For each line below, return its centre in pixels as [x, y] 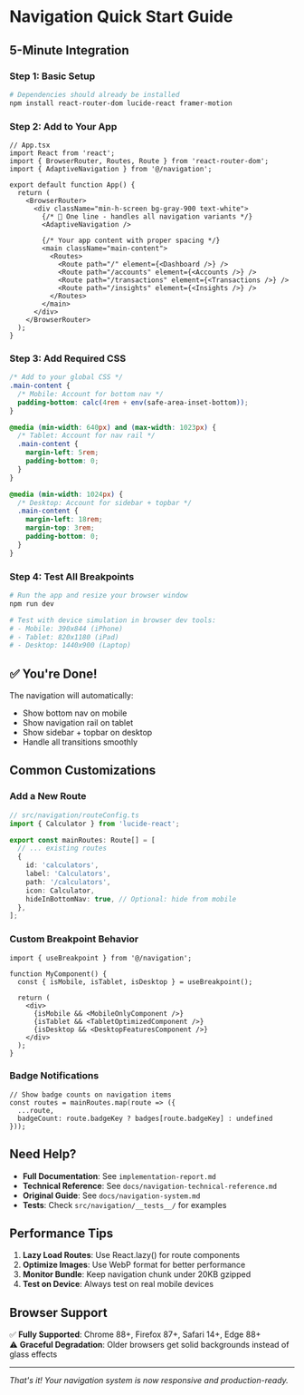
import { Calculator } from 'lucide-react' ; [95, 824]
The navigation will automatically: [71, 696]
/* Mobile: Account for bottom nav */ [91, 394]
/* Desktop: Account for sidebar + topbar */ [105, 502]
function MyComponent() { [58, 974]
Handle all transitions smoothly [80, 742]
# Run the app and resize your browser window [99, 596]
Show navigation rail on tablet [78, 723]
